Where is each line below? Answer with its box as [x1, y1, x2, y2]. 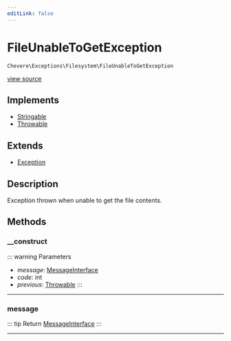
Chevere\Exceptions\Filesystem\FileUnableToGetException [7, 63, 174, 69]
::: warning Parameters [7, 252, 71, 261]
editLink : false [7, 10, 54, 17]
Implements [7, 94, 60, 106]
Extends [7, 140, 43, 151]
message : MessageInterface [16, 265, 98, 274]
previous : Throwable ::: [16, 280, 82, 289]
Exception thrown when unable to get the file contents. [7, 197, 162, 204]
